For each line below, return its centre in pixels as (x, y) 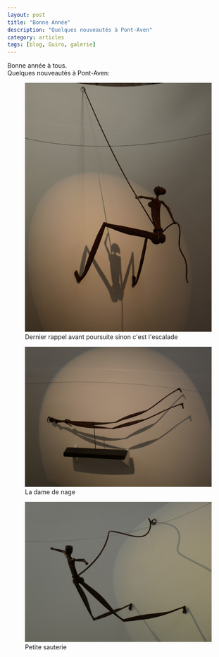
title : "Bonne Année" (39, 22)
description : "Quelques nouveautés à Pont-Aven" (80, 30)
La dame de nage (50, 492)
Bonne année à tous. (37, 66)
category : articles (36, 37)
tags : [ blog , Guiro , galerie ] (52, 45)
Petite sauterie (46, 647)
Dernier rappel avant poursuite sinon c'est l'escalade (101, 337)
